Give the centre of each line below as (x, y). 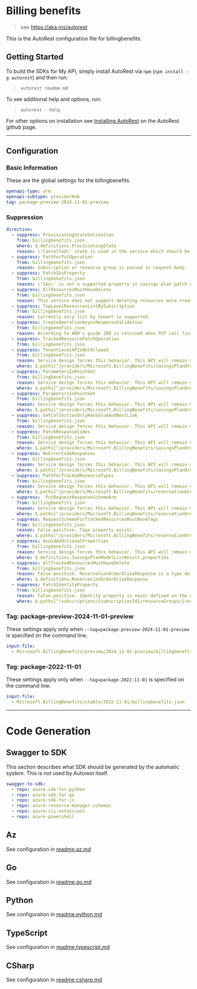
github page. (21, 127)
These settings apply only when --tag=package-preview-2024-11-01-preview (98, 629)
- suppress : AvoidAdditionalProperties (60, 541)
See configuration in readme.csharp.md (54, 980)
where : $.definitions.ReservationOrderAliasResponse (82, 579)
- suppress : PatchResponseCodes (51, 432)
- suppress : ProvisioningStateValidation (63, 235)
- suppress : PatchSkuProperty (48, 273)
